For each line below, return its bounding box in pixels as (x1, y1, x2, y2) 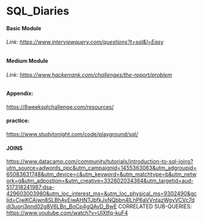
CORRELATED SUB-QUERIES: (118, 203, 192, 210)
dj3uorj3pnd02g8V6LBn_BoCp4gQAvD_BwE (6, 203, 117, 210)
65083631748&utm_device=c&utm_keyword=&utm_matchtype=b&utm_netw (6, 171, 197, 178)
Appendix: (6, 90, 33, 97)
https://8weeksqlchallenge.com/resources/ (6, 103, 114, 110)
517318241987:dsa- (6, 183, 55, 191)
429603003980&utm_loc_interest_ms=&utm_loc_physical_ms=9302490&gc (6, 190, 197, 197)
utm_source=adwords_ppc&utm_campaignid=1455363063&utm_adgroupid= (6, 165, 197, 172)
